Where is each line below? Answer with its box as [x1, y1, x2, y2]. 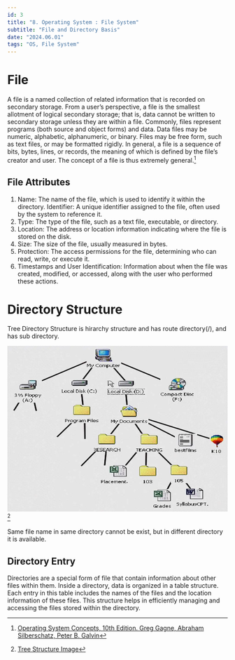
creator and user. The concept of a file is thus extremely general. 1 [7, 155, 197, 164]
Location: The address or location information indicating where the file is [17, 224, 227, 233]
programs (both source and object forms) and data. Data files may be [7, 125, 208, 133]
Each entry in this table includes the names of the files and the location [7, 588, 212, 597]
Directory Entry [7, 555, 76, 567]
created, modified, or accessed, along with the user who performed [17, 269, 213, 278]
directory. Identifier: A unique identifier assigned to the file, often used [17, 202, 220, 210]
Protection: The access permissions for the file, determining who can [17, 247, 217, 255]
